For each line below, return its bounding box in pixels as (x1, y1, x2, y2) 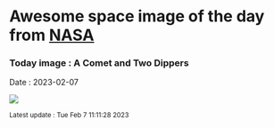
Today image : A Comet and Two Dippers (9, 57, 189, 69)
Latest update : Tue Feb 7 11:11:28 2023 (9, 111, 129, 120)
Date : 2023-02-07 (9, 77, 79, 88)
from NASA (9, 25, 95, 45)
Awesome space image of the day (9, 6, 265, 27)
